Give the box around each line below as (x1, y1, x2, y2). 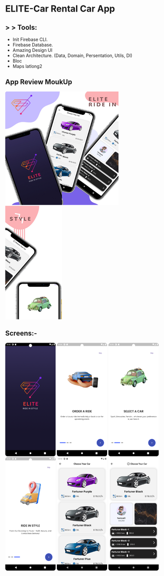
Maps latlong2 (12, 63, 43, 69)
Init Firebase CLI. (12, 36, 48, 42)
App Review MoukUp (5, 78, 72, 86)
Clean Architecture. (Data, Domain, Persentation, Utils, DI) (12, 52, 132, 58)
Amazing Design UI (12, 47, 53, 53)
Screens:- (5, 329, 37, 338)
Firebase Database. (12, 42, 53, 48)
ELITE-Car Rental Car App (5, 3, 115, 15)
